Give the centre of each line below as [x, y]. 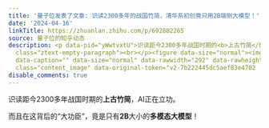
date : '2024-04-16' [41, 23]
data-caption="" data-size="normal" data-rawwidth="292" [112, 61]
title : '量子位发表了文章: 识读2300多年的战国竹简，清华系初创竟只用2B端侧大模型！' [134, 16]
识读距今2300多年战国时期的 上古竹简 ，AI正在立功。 [94, 99]
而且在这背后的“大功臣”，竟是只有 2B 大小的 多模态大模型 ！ [104, 116]
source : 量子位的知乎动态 [47, 38]
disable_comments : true [48, 75]
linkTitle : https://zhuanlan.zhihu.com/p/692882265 [96, 30]
